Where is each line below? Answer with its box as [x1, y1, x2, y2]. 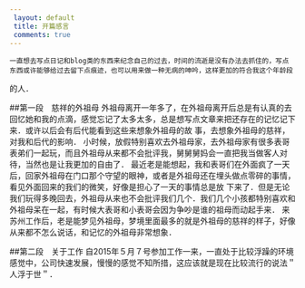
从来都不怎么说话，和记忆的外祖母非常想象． [9, 227, 177, 238]
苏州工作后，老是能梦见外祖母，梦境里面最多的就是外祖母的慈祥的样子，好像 [9, 216, 296, 226]
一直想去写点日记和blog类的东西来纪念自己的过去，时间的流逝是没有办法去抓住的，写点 [9, 56, 290, 66]
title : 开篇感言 [13, 22, 70, 31]
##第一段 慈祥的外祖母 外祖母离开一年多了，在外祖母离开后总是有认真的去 [9, 102, 292, 113]
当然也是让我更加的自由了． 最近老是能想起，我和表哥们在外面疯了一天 [25, 159, 290, 170]
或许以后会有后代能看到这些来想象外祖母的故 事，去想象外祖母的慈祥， [25, 125, 290, 136]
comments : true [13, 30, 71, 39]
